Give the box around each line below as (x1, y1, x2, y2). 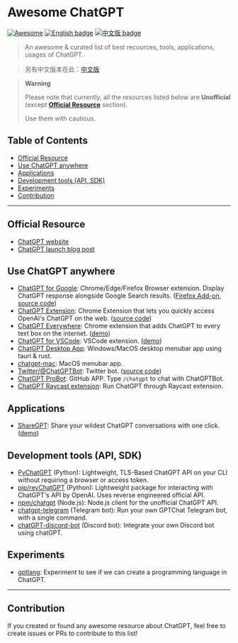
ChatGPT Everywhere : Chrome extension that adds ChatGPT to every (17, 322, 221, 330)
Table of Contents (7, 135, 89, 147)
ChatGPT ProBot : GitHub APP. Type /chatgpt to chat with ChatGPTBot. (17, 374, 225, 383)
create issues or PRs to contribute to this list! (7, 629, 138, 637)
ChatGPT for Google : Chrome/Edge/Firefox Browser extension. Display (17, 284, 225, 293)
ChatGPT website (17, 237, 69, 245)
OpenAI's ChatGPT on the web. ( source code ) (17, 314, 152, 323)
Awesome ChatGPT (7, 4, 125, 21)
